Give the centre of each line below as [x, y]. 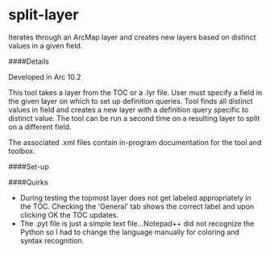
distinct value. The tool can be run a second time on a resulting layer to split [134, 118]
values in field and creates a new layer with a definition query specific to [129, 110]
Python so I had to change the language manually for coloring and [130, 232]
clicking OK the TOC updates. [69, 214]
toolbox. [22, 151]
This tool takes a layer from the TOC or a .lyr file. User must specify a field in [135, 92]
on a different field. [40, 126]
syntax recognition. [52, 240]
